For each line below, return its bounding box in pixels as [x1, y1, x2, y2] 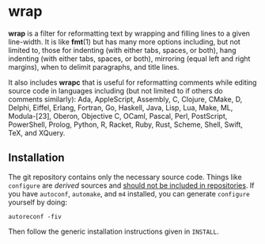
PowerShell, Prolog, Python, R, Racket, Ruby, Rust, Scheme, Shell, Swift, [8, 120, 244, 129]
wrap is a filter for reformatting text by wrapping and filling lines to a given [8, 29, 251, 38]
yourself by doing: [8, 197, 67, 207]
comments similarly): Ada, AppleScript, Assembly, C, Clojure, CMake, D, [8, 94, 243, 104]
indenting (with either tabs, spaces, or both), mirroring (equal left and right [8, 54, 251, 63]
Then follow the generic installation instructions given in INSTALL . [8, 227, 219, 236]
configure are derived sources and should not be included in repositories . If [8, 181, 255, 190]
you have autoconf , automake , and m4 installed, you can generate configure [8, 189, 251, 198]
